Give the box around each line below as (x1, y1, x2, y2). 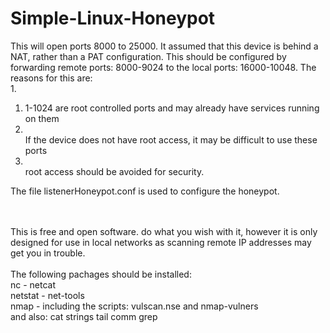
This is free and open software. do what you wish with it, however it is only (10, 225, 318, 237)
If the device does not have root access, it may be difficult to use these (24, 133, 318, 146)
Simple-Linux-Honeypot (10, 7, 216, 30)
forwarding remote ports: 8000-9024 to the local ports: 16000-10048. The (10, 61, 317, 73)
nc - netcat (10, 278, 57, 291)
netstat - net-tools (10, 289, 85, 301)
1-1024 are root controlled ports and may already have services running (24, 102, 320, 114)
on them (24, 112, 60, 124)
